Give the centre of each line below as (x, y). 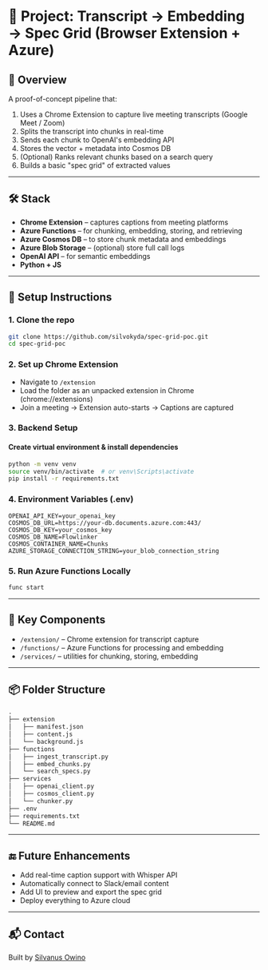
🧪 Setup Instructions (60, 298)
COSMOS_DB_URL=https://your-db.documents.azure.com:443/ (105, 523)
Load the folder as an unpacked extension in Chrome (107, 390)
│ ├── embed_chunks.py (49, 764)
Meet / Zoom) (42, 123)
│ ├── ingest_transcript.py (59, 757)
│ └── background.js (46, 741)
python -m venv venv (43, 464)
